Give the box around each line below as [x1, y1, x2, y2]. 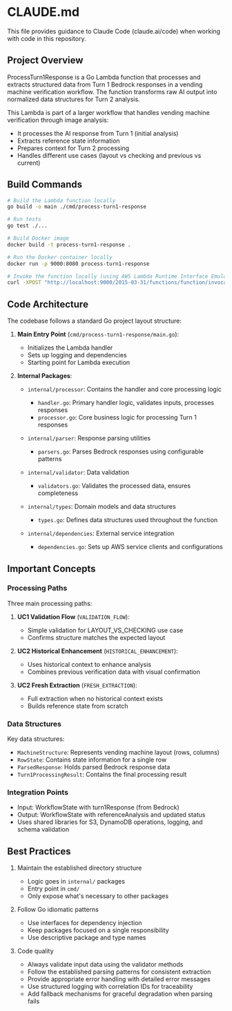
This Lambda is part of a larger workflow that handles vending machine [7, 108, 210, 116]
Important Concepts [7, 562, 96, 575]
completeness [37, 489, 78, 497]
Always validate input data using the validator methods [27, 960, 184, 969]
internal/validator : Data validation [27, 468, 130, 476]
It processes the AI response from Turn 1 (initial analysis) [17, 129, 179, 137]
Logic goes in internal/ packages [27, 877, 126, 886]
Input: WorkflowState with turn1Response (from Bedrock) [17, 803, 180, 812]
